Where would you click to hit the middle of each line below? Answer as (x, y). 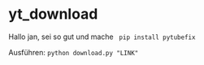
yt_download (53, 14)
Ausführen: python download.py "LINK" (74, 52)
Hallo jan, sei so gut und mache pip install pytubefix (102, 37)
